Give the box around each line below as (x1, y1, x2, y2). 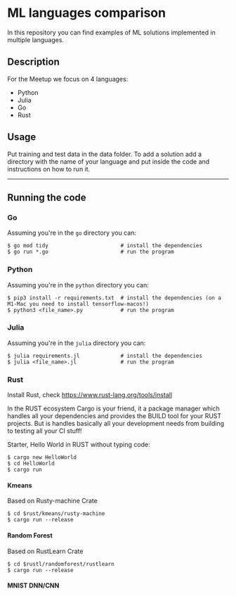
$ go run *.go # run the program (7, 248, 174, 256)
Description (7, 56, 60, 68)
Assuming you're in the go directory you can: (7, 228, 137, 237)
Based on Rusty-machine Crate (7, 497, 98, 505)
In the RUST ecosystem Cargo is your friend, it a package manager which (7, 404, 220, 413)
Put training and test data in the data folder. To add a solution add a (7, 150, 202, 158)
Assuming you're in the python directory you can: (7, 280, 150, 289)
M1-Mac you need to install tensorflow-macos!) (7, 300, 150, 307)
